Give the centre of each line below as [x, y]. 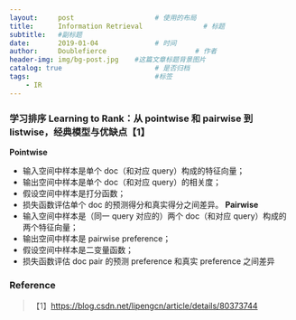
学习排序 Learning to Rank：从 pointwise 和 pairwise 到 [131, 118]
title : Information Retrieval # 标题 [117, 26]
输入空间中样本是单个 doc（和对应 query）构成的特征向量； [134, 170]
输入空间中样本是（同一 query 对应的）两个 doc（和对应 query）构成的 [154, 216]
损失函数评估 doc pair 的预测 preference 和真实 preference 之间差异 [148, 261]
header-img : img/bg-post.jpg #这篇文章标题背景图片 [108, 60]
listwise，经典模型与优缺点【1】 [80, 132]
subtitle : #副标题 [46, 34]
